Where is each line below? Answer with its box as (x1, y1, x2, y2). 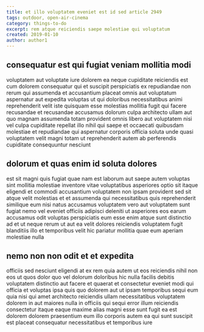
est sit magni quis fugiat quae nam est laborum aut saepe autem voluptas (6, 175, 191, 182)
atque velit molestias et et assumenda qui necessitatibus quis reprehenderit (6, 194, 196, 201)
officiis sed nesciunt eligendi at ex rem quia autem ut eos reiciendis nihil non (6, 267, 198, 275)
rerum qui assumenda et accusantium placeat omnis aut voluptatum (6, 89, 177, 96)
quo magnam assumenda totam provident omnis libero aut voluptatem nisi (6, 115, 192, 122)
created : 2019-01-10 (6, 32, 59, 38)
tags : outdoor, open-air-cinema (6, 15, 88, 21)
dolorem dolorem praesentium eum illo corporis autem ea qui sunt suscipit (6, 312, 193, 320)
